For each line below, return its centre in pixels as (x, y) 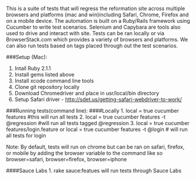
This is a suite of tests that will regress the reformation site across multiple (96, 8)
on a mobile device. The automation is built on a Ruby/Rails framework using (98, 21)
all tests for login (26, 136)
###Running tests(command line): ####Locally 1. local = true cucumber (93, 111)
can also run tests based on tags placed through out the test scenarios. (92, 46)
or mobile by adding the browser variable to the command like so (84, 153)
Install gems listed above (44, 75)
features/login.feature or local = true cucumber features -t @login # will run (97, 129)
